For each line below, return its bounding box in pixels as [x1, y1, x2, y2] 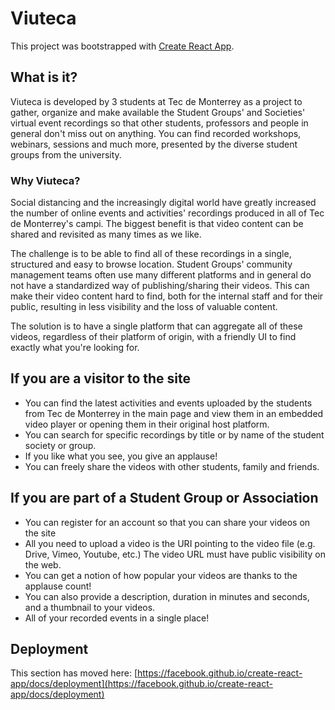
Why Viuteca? [10, 173, 81, 187]
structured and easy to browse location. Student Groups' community [10, 258, 293, 271]
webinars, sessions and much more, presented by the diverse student [10, 138, 298, 150]
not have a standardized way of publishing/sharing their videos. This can [10, 280, 310, 292]
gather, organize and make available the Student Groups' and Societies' [10, 106, 306, 118]
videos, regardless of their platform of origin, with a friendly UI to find [10, 331, 297, 343]
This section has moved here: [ [10, 667, 138, 679]
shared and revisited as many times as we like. [10, 228, 202, 241]
